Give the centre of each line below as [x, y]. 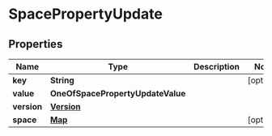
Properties [36, 44]
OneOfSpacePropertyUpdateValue [118, 93]
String [62, 80]
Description [217, 67]
